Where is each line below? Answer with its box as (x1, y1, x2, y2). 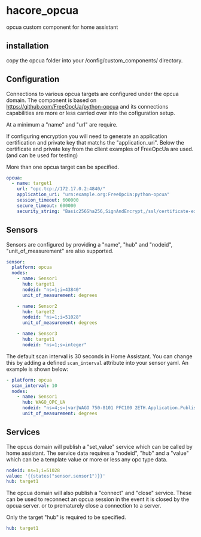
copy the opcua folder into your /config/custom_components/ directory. (6, 56, 183, 64)
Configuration (6, 74, 60, 85)
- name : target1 (11, 181, 52, 187)
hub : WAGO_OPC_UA (22, 400, 66, 406)
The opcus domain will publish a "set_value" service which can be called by (6, 443, 193, 450)
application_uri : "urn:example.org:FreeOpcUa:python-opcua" (17, 191, 170, 198)
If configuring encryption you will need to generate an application (6, 133, 167, 140)
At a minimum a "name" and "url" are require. (6, 121, 118, 128)
